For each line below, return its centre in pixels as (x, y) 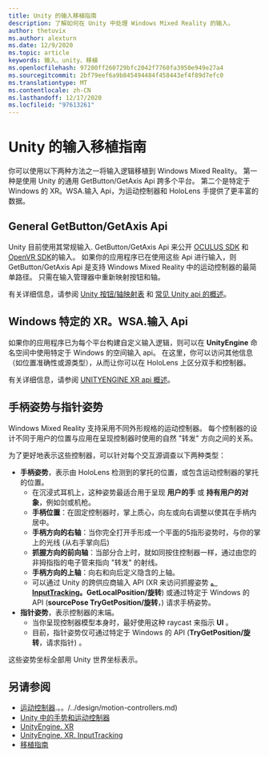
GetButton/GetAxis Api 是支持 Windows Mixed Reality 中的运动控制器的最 (129, 267)
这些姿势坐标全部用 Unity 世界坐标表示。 (75, 659)
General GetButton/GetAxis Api (88, 226)
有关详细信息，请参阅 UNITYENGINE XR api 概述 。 (91, 379)
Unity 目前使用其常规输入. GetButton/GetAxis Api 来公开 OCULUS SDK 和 (128, 247)
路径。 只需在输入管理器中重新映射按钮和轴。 (90, 276)
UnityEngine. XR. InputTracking (71, 735)
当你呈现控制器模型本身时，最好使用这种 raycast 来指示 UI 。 (132, 622)
